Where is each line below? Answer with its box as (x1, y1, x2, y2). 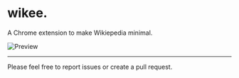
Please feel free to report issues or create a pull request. (7, 62, 173, 71)
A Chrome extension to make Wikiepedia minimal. (7, 28, 153, 37)
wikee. (7, 5, 48, 21)
